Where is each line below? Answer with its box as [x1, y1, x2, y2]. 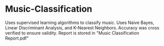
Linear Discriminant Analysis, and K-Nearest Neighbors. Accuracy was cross [5, 24, 160, 30]
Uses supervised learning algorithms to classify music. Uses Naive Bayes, [5, 20, 154, 25]
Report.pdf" [5, 35, 29, 41]
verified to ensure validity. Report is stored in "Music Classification [5, 30, 140, 36]
